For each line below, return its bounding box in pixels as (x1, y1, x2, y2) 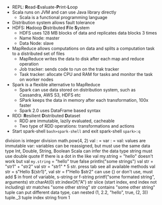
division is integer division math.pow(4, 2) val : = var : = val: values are (5, 138, 146, 143)
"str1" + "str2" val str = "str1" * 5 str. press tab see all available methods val (5, 164, 156, 169)
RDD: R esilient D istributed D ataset (12, 113, 81, 118)
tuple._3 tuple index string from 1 (5, 195, 70, 200)
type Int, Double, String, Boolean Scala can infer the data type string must (5, 148, 153, 154)
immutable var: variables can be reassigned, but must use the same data (5, 143, 150, 149)
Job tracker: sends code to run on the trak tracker (19, 66, 119, 72)
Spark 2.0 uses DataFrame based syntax (19, 108, 101, 113)
